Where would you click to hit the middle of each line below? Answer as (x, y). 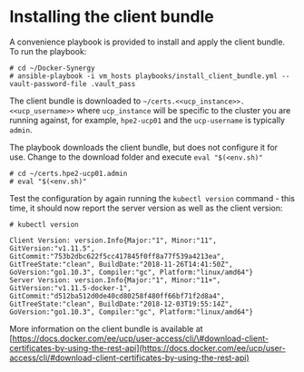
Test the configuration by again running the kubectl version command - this (152, 198)
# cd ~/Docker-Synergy (52, 68)
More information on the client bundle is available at (106, 328)
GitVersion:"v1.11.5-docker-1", (70, 288)
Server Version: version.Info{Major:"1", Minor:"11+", (115, 280)
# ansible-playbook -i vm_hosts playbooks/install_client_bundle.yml (144, 76)
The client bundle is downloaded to (75, 101)
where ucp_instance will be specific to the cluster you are (184, 110)
